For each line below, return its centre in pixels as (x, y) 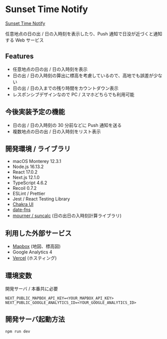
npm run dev (18, 331)
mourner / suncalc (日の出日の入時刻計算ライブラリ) (67, 216)
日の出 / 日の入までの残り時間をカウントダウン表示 (65, 88)
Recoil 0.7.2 (24, 188)
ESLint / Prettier (29, 194)
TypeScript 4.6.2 (30, 183)
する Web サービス (24, 40)
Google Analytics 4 (32, 252)
